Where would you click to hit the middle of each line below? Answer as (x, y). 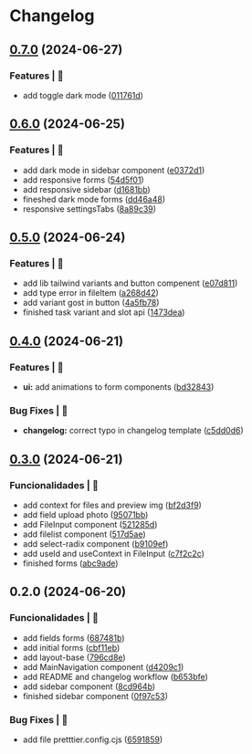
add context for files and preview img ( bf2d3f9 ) (112, 505)
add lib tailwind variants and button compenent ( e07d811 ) (130, 283)
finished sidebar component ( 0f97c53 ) (95, 696)
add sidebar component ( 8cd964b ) (89, 686)
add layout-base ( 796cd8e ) (74, 657)
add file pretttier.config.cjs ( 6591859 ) (93, 739)
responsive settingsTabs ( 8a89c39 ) (89, 209)
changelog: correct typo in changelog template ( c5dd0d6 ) (133, 431)
